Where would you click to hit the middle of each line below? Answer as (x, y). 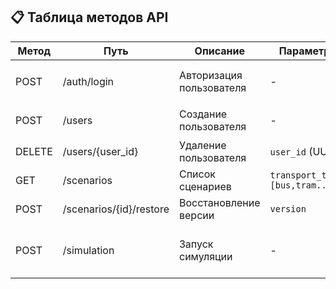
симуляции (205, 256)
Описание (219, 51)
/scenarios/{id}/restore (116, 209)
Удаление (202, 145)
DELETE (34, 151)
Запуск (196, 244)
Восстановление (219, 202)
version (288, 208)
